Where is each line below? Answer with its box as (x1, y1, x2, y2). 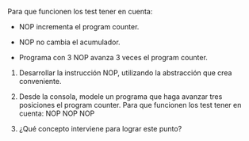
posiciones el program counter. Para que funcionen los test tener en (18, 101, 242, 109)
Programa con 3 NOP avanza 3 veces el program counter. (18, 53, 208, 62)
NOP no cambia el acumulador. (18, 37, 121, 47)
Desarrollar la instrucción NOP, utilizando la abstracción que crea (18, 68, 232, 78)
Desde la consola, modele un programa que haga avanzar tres (18, 92, 223, 101)
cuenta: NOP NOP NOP (18, 109, 95, 118)
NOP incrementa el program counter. (18, 22, 140, 31)
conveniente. (18, 77, 62, 86)
